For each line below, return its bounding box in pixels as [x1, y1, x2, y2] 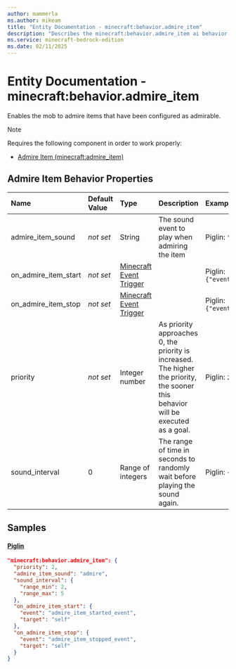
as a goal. [158, 425, 191, 434]
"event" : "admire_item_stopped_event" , [20, 635, 137, 643]
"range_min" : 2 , [20, 583, 68, 590]
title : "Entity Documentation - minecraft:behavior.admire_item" [7, 23, 202, 30]
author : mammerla [7, 10, 58, 18]
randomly [158, 463, 190, 473]
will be [158, 407, 181, 417]
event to [158, 223, 186, 233]
